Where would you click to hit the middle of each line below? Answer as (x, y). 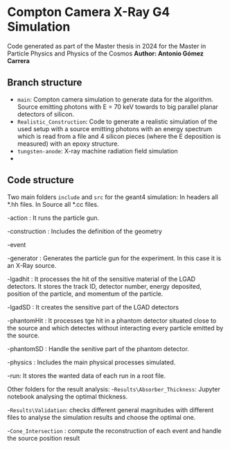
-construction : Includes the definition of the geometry (85, 231)
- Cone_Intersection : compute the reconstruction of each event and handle (114, 430)
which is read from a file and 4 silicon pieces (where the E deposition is (119, 136)
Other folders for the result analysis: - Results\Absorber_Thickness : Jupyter (114, 389)
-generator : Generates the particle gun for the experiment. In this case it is (114, 258)
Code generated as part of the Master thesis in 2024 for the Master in (107, 46)
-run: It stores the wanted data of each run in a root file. (87, 375)
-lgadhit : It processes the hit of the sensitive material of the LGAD (101, 279)
